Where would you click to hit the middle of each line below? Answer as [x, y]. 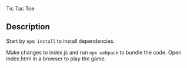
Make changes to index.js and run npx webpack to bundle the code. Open [94, 52]
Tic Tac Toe [20, 8]
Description [28, 27]
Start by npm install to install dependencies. [61, 41]
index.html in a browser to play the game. [56, 59]
